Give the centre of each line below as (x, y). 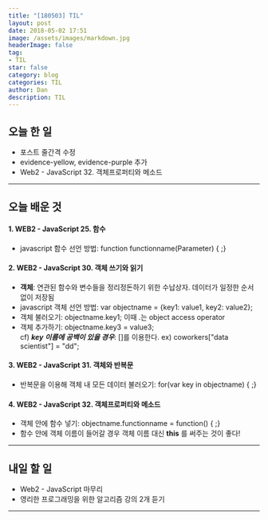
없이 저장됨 (37, 297)
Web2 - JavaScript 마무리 (61, 489)
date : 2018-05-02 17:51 (48, 30)
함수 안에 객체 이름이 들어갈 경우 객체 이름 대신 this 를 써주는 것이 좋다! (130, 433)
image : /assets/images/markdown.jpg (69, 38)
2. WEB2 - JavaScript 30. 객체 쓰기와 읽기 (76, 268)
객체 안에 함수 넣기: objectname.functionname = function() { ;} (120, 423)
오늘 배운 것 (35, 207)
